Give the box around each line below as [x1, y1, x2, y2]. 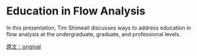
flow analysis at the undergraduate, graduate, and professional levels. [6, 30, 181, 37]
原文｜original [6, 43, 41, 50]
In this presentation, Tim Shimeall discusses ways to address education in [6, 24, 192, 31]
